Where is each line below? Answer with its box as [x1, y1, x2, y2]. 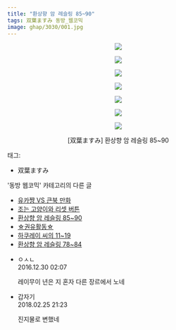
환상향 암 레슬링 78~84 [17, 240, 82, 249]
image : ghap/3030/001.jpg [7, 23, 83, 30]
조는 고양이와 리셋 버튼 [17, 205, 80, 214]
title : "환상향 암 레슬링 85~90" [7, 10, 95, 18]
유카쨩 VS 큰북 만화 [17, 196, 72, 204]
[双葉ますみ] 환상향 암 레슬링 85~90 [68, 136, 169, 145]
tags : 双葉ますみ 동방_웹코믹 [7, 17, 83, 24]
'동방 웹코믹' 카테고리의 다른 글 [7, 181, 92, 190]
